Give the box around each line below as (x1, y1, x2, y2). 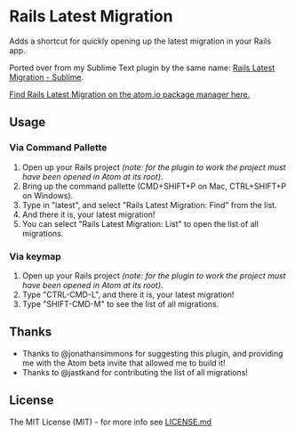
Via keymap (9, 250, 62, 262)
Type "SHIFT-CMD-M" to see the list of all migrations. (21, 298, 219, 309)
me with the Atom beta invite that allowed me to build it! (21, 358, 226, 368)
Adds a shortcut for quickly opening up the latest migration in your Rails (9, 36, 272, 46)
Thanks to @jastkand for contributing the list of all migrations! (21, 367, 249, 377)
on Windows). (21, 189, 74, 201)
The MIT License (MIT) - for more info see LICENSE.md (9, 416, 211, 427)
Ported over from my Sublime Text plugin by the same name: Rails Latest (9, 62, 275, 73)
